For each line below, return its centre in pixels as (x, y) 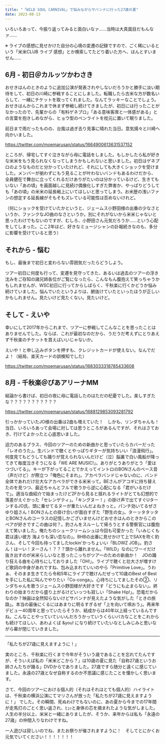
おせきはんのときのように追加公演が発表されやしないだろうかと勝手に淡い (80, 88)
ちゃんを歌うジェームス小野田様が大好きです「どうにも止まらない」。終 (86, 586)
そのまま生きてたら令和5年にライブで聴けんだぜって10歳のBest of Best (85, 573)
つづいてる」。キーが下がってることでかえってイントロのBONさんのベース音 (82, 469)
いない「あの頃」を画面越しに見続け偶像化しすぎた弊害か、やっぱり (74, 185)
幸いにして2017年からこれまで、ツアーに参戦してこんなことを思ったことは (81, 327)
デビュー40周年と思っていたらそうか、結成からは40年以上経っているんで (79, 610)
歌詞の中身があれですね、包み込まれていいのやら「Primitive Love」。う (81, 567)
